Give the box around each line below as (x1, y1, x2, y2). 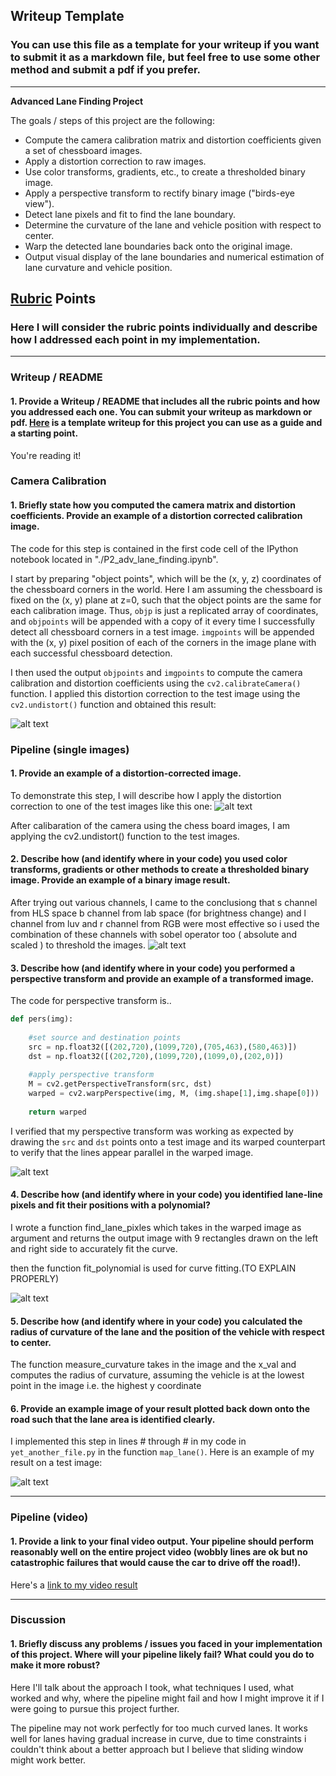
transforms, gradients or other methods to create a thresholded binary (10, 864, 310, 876)
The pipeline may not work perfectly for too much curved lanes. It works (10, 1722, 308, 1734)
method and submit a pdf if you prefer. (10, 63, 202, 77)
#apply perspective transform (28, 1070, 155, 1080)
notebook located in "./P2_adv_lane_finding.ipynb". (10, 553, 219, 565)
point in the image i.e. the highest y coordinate (10, 1380, 202, 1392)
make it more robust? (10, 1659, 101, 1671)
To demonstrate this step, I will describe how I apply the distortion (10, 789, 282, 801)
